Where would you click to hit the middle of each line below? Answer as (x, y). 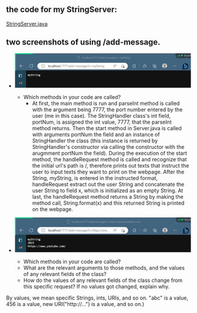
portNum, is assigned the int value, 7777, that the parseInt (102, 122)
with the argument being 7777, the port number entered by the (107, 110)
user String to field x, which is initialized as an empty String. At (108, 190)
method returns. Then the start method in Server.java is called (107, 128)
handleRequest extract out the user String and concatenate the (108, 185)
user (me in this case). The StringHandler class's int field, (101, 116)
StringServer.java (27, 23)
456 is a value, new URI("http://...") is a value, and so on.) (75, 304)
